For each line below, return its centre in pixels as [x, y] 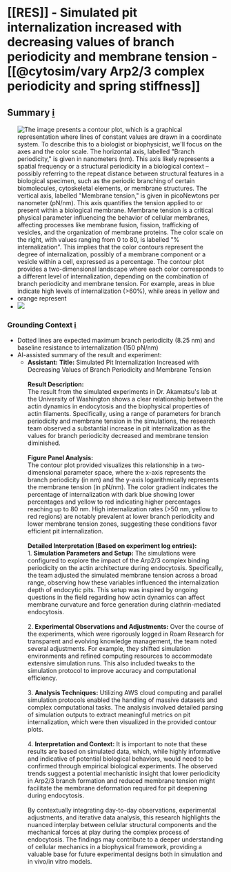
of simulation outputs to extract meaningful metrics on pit [109, 715]
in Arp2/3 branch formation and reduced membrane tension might [121, 781]
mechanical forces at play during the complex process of [108, 832]
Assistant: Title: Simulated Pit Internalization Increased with [113, 362]
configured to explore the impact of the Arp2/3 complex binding [118, 560]
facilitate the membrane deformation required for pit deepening [117, 788]
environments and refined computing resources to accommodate [120, 656]
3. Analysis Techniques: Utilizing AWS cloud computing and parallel [125, 693]
